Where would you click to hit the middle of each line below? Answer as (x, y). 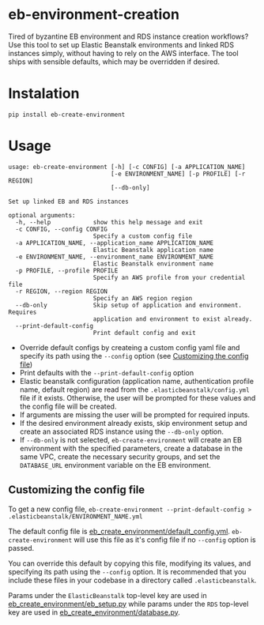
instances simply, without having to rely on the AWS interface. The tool (123, 53)
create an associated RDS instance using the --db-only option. (121, 431)
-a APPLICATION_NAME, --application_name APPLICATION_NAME (115, 243)
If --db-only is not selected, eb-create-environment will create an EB (131, 439)
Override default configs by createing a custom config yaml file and (130, 347)
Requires (23, 312)
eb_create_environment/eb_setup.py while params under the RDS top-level (128, 604)
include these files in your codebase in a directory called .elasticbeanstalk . (132, 580)
